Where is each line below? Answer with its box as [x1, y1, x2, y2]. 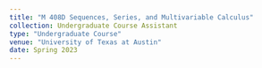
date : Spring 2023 [9, 46, 78, 55]
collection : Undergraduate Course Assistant [9, 21, 178, 30]
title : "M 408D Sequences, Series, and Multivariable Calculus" [9, 12, 254, 22]
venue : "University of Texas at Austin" [9, 37, 163, 47]
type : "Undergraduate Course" [9, 29, 123, 38]
